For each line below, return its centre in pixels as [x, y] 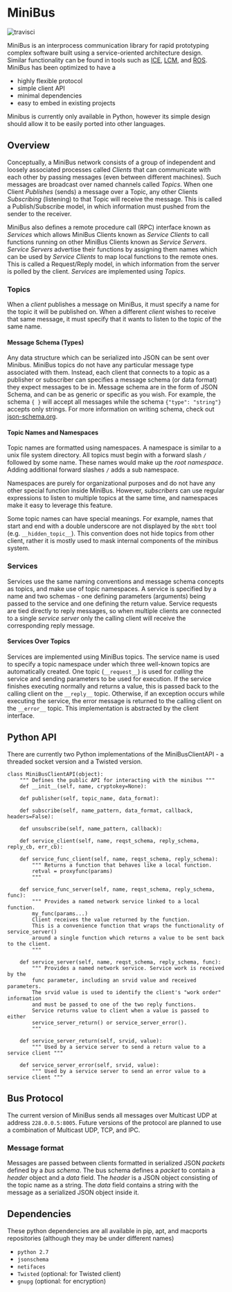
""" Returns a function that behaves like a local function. [122, 865]
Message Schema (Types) [46, 342]
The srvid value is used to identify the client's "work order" [127, 992]
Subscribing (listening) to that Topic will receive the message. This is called [115, 199]
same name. [25, 326]
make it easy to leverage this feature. [60, 505]
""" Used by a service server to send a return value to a [119, 1047]
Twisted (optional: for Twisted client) [69, 1273]
